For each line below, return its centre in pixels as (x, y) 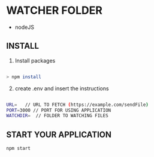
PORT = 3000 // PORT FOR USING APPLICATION (59, 110)
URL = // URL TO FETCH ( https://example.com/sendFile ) (77, 105)
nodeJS (25, 27)
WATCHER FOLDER (55, 11)
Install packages (35, 60)
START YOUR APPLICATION (59, 134)
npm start (19, 149)
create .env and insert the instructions (62, 88)
